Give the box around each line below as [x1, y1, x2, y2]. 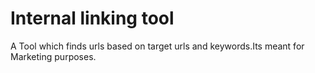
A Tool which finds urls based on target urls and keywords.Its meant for [10, 40, 305, 52]
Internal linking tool [10, 7, 175, 30]
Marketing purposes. [10, 50, 97, 62]
